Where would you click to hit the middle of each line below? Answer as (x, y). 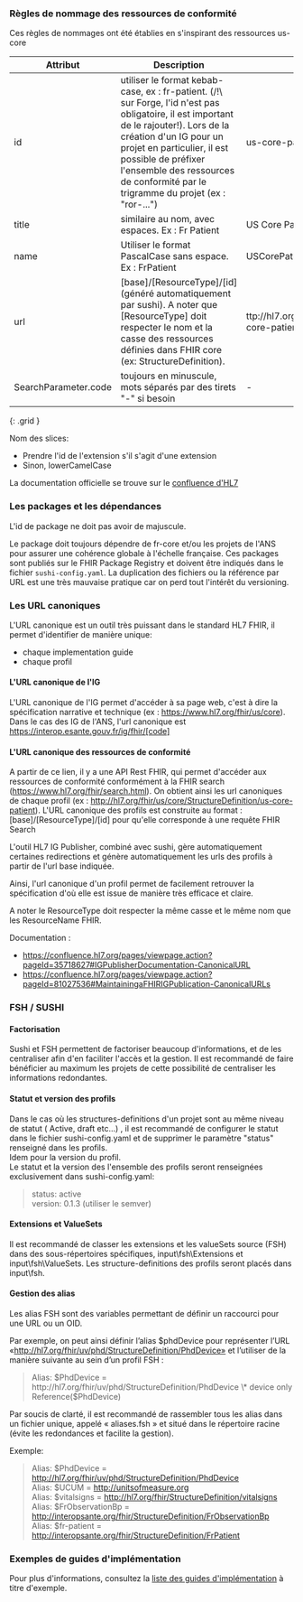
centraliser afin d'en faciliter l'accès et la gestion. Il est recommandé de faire (151, 1058)
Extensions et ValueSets (56, 1224)
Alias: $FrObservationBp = (81, 1507)
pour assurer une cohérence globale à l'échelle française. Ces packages (144, 553)
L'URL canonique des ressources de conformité (100, 751)
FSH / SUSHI (37, 1008)
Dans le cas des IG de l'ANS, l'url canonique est (98, 722)
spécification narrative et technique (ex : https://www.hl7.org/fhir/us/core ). (147, 713)
